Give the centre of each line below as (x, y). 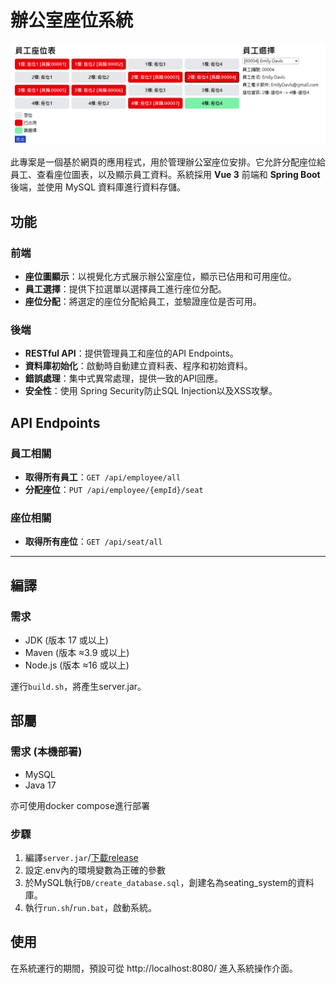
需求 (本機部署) (46, 752)
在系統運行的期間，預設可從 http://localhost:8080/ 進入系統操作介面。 (154, 968)
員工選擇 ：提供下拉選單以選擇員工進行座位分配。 (125, 289)
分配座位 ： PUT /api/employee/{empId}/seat (114, 490)
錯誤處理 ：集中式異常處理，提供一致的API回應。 (124, 378)
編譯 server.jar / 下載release (81, 857)
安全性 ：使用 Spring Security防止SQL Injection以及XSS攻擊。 (151, 391)
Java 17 (40, 785)
